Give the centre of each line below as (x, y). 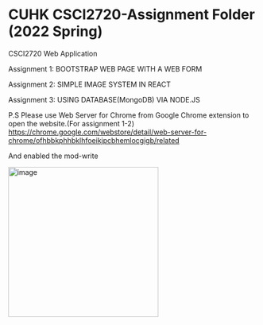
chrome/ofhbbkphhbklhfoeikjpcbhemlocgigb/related (94, 140)
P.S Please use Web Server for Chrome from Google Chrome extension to (129, 115)
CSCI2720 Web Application (53, 53)
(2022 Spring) (56, 31)
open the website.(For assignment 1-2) (72, 123)
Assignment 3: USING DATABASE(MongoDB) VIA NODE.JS (104, 99)
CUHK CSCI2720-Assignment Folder (132, 15)
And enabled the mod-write (53, 156)
